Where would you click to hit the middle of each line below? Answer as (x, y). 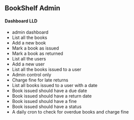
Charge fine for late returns (40, 80)
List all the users (29, 58)
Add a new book (29, 42)
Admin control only (31, 74)
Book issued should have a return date (52, 96)
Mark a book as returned (37, 53)
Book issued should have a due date (49, 90)
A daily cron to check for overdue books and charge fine (70, 111)
